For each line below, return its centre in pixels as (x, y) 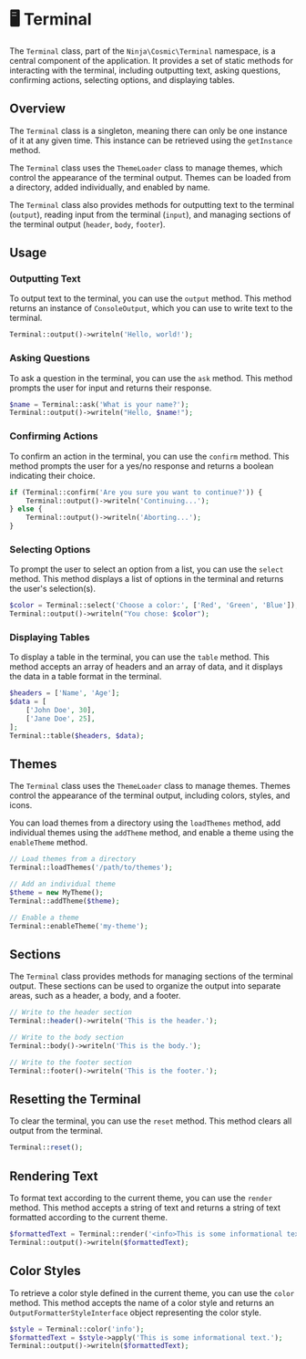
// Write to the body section (67, 1038)
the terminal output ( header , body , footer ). (87, 224)
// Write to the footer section (71, 1062)
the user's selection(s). (52, 589)
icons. (21, 805)
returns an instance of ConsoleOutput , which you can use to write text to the (151, 308)
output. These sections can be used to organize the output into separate (145, 986)
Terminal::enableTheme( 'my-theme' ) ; (79, 926)
